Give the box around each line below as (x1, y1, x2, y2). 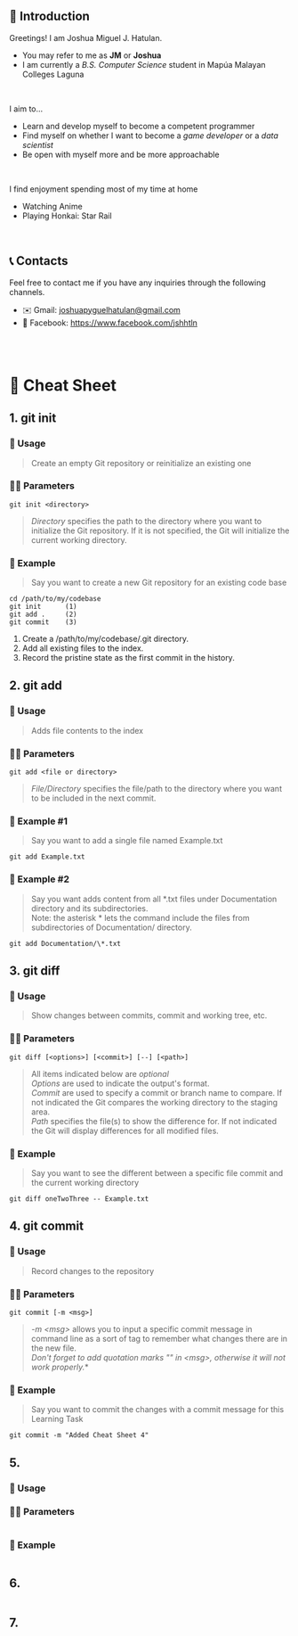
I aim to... (9, 103, 44, 114)
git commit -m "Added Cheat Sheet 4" (9, 1431, 149, 1440)
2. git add (9, 678, 62, 694)
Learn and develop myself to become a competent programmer (21, 120, 255, 131)
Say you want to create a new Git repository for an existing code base (30, 577, 287, 588)
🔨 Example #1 (9, 815, 68, 827)
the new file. (30, 1343, 77, 1353)
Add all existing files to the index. (21, 643, 144, 654)
